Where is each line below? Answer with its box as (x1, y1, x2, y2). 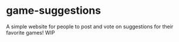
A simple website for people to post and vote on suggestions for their (6, 23, 174, 30)
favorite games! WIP (6, 29, 55, 36)
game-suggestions (6, 4, 102, 17)
